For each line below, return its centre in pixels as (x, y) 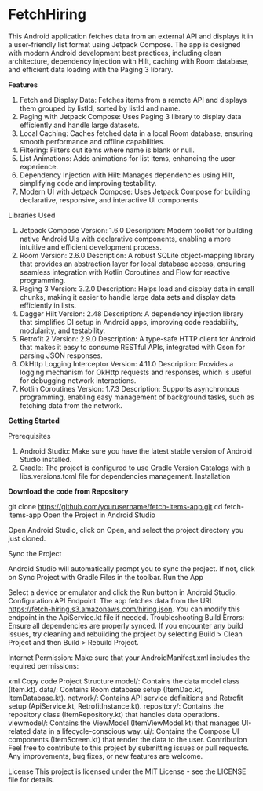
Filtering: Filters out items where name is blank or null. (107, 150)
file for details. (31, 779)
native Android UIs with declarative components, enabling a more (125, 239)
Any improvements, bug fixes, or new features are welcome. (106, 756)
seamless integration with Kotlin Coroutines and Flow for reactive (125, 272)
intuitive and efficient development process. (91, 247)
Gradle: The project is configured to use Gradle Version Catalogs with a (135, 468)
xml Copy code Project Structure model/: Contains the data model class (124, 681)
